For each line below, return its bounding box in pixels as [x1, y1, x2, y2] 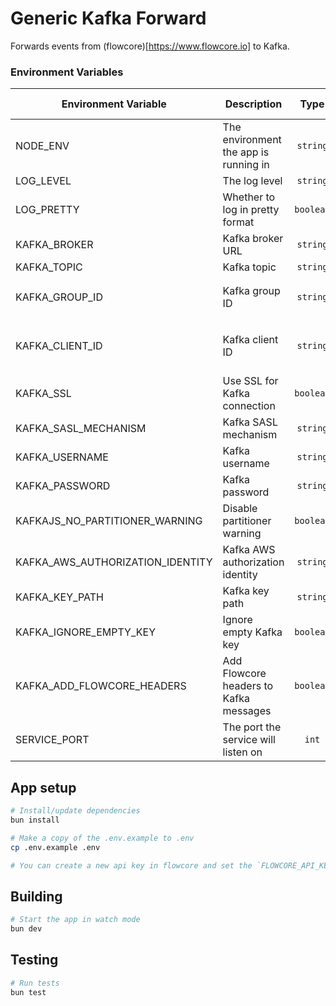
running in [222, 158, 270, 172]
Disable [222, 502, 258, 516]
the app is [222, 145, 270, 159]
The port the [222, 720, 282, 734]
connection [222, 399, 276, 413]
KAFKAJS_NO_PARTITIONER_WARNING [15, 514, 203, 528]
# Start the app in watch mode [10, 915, 141, 925]
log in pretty [222, 203, 280, 217]
